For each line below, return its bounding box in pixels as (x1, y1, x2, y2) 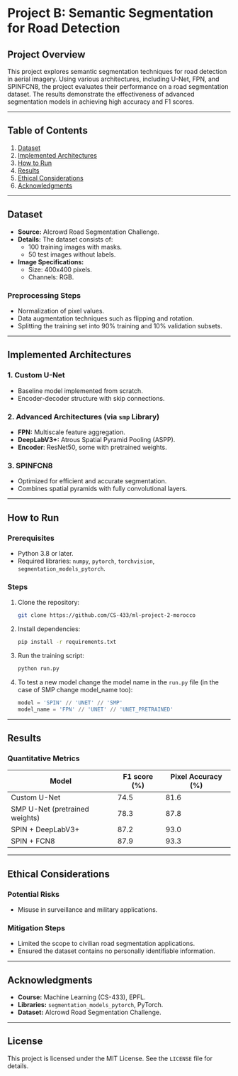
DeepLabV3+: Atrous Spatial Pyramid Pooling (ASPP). (17, 435, 176, 443)
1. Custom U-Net (7, 370, 65, 380)
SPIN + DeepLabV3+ (11, 824, 80, 834)
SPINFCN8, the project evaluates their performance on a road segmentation (7, 82, 229, 90)
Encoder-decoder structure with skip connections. (17, 394, 165, 402)
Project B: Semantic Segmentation (7, 5, 214, 21)
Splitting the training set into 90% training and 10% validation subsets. (17, 321, 223, 330)
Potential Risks (7, 889, 60, 899)
